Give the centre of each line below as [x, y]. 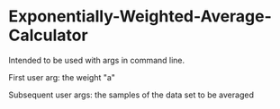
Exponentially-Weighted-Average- [140, 17]
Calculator [48, 35]
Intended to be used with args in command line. [97, 60]
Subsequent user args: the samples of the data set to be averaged [131, 95]
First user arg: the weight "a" [62, 77]
